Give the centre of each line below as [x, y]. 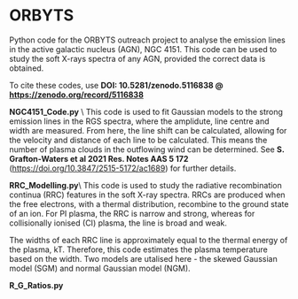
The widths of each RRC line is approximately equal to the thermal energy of [149, 240]
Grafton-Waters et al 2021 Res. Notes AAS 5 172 [99, 158]
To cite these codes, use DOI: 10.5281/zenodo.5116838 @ [116, 85]
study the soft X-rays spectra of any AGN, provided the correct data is [137, 58]
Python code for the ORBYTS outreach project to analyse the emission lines [147, 40]
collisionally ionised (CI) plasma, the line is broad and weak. [118, 223]
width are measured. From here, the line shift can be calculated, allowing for [148, 130]
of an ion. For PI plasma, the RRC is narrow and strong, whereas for [132, 213]
